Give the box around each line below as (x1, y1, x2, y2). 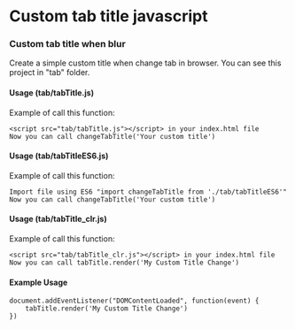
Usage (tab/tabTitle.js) (9, 88, 95, 98)
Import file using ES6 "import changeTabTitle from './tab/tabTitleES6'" (9, 187, 288, 196)
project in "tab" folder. (9, 67, 90, 78)
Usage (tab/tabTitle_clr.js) (9, 214, 108, 225)
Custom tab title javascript (9, 6, 208, 27)
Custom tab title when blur (9, 38, 126, 50)
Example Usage (9, 277, 68, 287)
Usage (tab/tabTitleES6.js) (9, 150, 109, 161)
